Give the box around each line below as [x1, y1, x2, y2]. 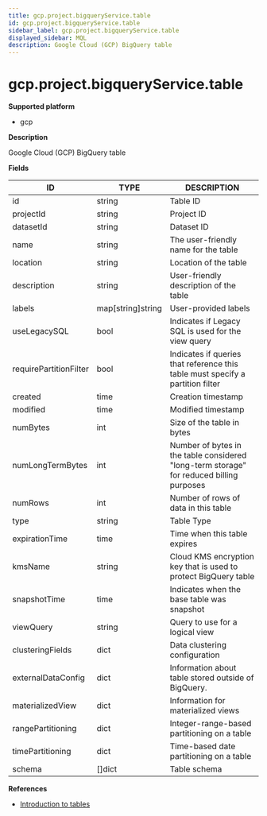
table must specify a [169, 369, 246, 380]
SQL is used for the [169, 326, 242, 337]
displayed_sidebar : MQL [8, 33, 87, 42]
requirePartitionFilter [12, 363, 89, 374]
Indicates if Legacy [169, 315, 241, 327]
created [12, 391, 41, 402]
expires [169, 538, 198, 549]
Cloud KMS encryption [169, 551, 254, 563]
